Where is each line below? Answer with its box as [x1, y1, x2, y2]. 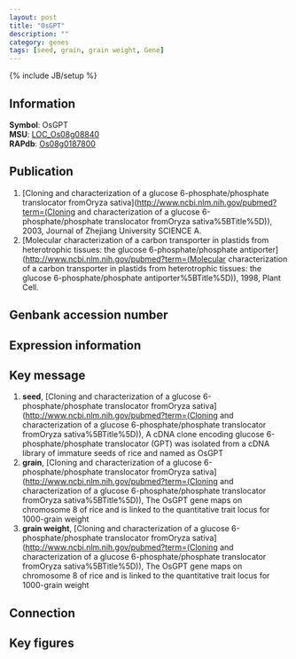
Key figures [9, 636, 74, 651]
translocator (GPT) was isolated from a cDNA [105, 438, 270, 449]
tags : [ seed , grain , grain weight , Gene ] [9, 46, 165, 55]
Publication [9, 164, 74, 179]
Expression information [9, 338, 142, 353]
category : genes [9, 37, 69, 47]
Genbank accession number [9, 308, 168, 323]
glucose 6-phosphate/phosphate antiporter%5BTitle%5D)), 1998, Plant [21, 272, 282, 283]
